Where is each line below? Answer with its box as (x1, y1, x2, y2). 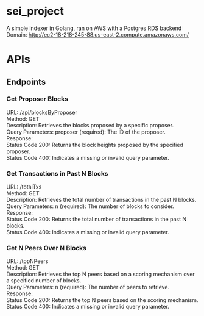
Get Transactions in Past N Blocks (6, 169, 108, 178)
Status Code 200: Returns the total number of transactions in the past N (6, 215, 187, 223)
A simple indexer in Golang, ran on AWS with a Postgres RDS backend (6, 24, 182, 32)
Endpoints (6, 76, 46, 87)
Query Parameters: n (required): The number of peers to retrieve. (6, 284, 169, 291)
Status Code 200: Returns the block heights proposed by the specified (6, 141, 184, 148)
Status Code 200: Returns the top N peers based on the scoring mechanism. (6, 296, 199, 304)
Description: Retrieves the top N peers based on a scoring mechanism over (6, 270, 195, 278)
